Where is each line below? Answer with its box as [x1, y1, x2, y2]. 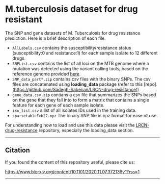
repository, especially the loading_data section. [38, 127, 134, 133]
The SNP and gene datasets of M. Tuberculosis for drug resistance [5, 30, 140, 36]
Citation [5, 146, 30, 155]
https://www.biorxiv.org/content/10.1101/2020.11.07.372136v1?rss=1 [5, 168, 140, 175]
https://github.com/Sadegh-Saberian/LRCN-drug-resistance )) [14, 86, 139, 92]
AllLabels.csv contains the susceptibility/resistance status [12, 45, 131, 51]
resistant [5, 14, 43, 25]
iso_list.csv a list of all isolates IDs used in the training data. [12, 107, 137, 113]
